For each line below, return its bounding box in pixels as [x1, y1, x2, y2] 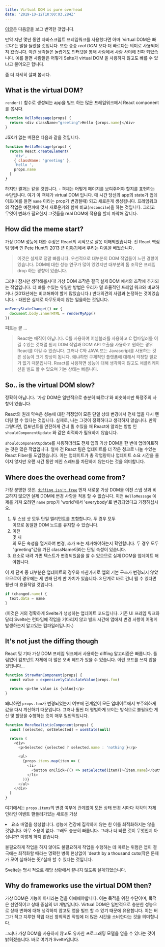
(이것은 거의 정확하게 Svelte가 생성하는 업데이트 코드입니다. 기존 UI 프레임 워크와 [5, 610, 160, 616]
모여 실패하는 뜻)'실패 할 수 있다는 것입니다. [10, 856, 93, 862]
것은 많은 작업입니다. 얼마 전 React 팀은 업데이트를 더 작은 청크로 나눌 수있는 [10, 446, 157, 452]
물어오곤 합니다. [14, 61, 45, 67]
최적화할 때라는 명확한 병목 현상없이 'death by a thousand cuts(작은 [18, 850, 150, 856]
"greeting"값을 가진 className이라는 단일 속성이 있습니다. [12, 547, 127, 552]
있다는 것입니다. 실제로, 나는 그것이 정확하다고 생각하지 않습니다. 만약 [24, 417, 157, 424]
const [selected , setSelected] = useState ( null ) [9, 727, 111, 732]
